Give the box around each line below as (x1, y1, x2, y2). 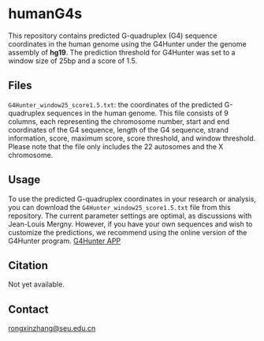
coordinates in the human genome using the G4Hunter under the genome (8, 39, 247, 48)
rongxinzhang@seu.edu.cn (8, 324, 96, 333)
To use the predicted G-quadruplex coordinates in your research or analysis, (8, 194, 257, 204)
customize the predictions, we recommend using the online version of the (8, 227, 247, 237)
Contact (8, 302, 49, 316)
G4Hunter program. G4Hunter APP (8, 236, 121, 245)
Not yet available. (8, 279, 65, 289)
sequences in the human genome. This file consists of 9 (46, 108, 229, 118)
